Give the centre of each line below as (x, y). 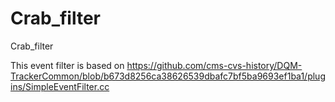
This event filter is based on (67, 65)
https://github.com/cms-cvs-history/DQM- (214, 65)
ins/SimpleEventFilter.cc (60, 86)
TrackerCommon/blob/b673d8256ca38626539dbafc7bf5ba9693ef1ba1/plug (168, 76)
